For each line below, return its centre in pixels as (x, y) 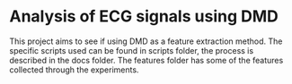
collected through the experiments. (74, 70)
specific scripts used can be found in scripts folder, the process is (132, 50)
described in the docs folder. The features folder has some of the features (146, 60)
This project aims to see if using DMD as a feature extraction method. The (146, 41)
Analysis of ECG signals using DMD (144, 17)
